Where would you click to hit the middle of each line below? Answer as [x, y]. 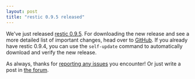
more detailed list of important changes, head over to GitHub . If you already [97, 40]
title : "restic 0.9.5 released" [45, 17]
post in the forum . [27, 70]
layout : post [22, 11]
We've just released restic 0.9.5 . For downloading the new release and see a [98, 33]
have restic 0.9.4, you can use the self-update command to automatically [94, 46]
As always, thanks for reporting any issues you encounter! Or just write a [93, 63]
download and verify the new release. [51, 52]
